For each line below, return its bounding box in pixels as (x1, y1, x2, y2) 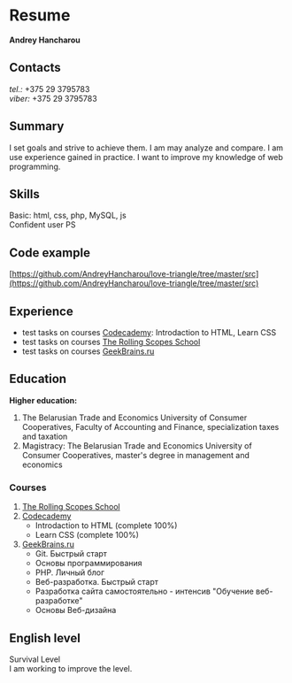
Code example (9, 245, 91, 260)
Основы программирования (35, 558, 143, 569)
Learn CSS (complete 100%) (35, 530, 139, 541)
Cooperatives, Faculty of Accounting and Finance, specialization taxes (21, 421, 280, 432)
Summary (9, 119, 65, 134)
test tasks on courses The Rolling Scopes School (21, 337, 201, 347)
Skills (9, 187, 40, 202)
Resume (9, 5, 71, 26)
